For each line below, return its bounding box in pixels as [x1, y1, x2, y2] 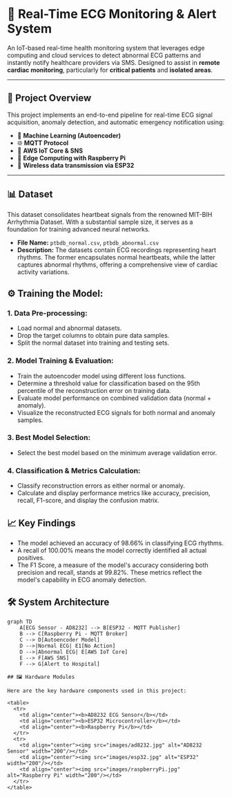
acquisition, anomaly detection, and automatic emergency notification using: [7, 117, 224, 126]
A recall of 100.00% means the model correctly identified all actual [17, 546, 207, 555]
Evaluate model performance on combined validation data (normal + [17, 394, 212, 402]
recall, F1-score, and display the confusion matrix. [17, 497, 160, 505]
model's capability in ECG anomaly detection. [17, 575, 147, 584]
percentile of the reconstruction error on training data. [17, 386, 171, 394]
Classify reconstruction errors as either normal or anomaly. [17, 481, 185, 490]
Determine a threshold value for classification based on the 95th [17, 379, 200, 387]
